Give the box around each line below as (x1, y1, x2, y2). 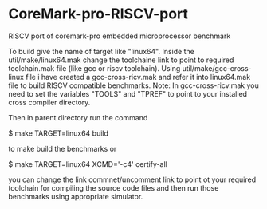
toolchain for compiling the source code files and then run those (8, 183, 219, 192)
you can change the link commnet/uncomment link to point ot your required (8, 175, 257, 184)
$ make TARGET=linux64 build (8, 128, 109, 138)
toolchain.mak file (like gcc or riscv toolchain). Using (8, 63, 181, 73)
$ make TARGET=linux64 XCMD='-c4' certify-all (8, 159, 167, 168)
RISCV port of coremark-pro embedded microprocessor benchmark (8, 31, 231, 41)
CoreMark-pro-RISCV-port (8, 5, 189, 23)
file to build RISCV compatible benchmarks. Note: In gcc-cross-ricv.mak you (8, 81, 259, 90)
